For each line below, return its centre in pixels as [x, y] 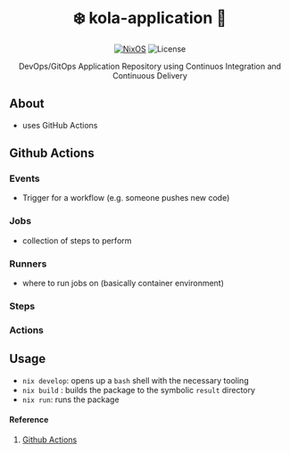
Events [25, 178]
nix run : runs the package [70, 399]
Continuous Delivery [150, 75]
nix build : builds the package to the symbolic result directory [139, 390]
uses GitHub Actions [60, 125]
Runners [28, 263]
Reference [29, 420]
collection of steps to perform [77, 240]
